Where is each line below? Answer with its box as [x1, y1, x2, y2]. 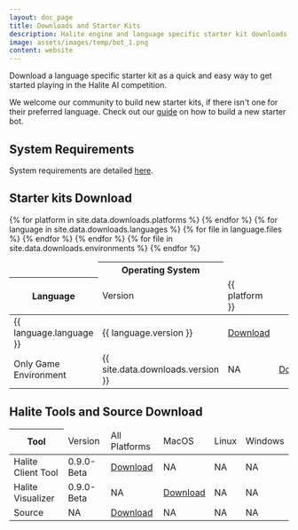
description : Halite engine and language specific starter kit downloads [9, 29, 288, 38]
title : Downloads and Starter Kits [9, 21, 141, 30]
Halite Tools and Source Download [9, 405, 203, 420]
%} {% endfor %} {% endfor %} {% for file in [9, 233, 173, 244]
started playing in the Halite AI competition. [9, 80, 167, 91]
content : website [9, 46, 74, 55]
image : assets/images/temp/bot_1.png [9, 37, 149, 47]
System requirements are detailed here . [9, 165, 153, 176]
